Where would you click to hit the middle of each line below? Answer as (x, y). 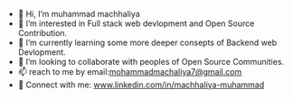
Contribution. (43, 33)
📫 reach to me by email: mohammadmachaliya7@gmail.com (130, 72)
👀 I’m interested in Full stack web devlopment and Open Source (136, 23)
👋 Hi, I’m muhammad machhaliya (79, 14)
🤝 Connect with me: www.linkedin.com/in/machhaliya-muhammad (141, 85)
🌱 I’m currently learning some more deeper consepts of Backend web (147, 42)
